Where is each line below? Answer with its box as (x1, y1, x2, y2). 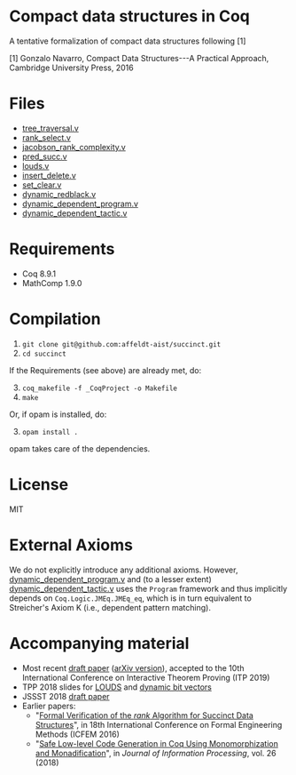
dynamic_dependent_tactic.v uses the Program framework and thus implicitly (9, 583, 288, 594)
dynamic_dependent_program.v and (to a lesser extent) (9, 573, 213, 584)
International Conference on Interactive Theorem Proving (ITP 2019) (21, 672, 270, 683)
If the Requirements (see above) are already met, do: (9, 364, 202, 375)
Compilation (9, 309, 101, 329)
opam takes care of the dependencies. (9, 443, 151, 454)
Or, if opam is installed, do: (9, 409, 107, 419)
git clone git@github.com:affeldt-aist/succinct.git (21, 340, 222, 348)
